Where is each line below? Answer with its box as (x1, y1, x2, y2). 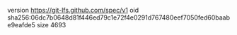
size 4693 (36, 21, 67, 29)
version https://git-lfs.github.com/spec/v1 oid (7, 6, 139, 14)
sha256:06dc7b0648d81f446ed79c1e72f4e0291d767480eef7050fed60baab (7, 13, 231, 22)
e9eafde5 (7, 21, 35, 29)
